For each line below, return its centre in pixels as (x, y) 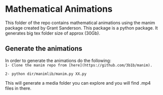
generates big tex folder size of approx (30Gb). (53, 33)
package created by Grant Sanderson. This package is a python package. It (81, 28)
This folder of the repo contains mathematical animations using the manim (80, 23)
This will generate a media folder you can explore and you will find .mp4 (78, 83)
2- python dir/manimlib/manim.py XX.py (46, 74)
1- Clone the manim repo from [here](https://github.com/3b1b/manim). (79, 65)
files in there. (18, 88)
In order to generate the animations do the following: (58, 61)
